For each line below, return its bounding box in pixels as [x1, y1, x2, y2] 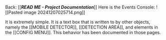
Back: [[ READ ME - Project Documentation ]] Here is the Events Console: [5, 4, 156, 10]
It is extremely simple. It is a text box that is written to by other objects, [5, 19, 151, 25]
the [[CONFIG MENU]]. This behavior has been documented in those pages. [5, 30, 161, 35]
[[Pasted [5, 9, 23, 15]
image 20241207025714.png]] [23, 9, 86, 15]
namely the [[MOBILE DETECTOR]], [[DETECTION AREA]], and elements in [5, 24, 159, 30]
